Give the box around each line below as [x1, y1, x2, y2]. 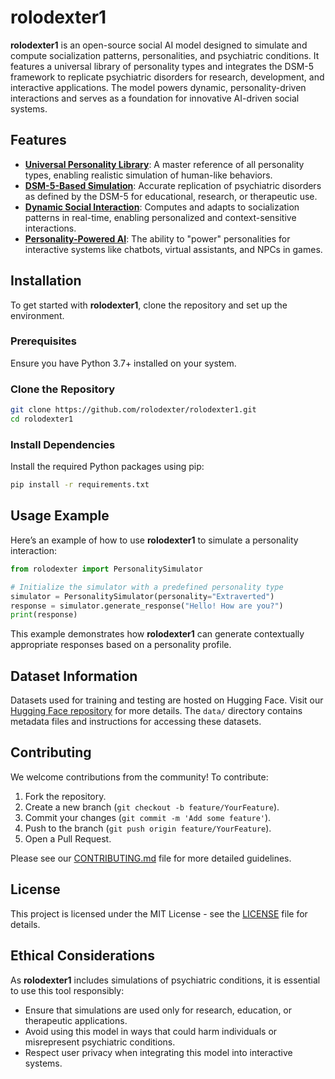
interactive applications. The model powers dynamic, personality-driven [10, 81, 307, 93]
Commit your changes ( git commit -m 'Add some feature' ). [24, 811, 272, 823]
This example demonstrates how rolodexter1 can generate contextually [10, 628, 305, 640]
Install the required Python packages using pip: [10, 461, 205, 473]
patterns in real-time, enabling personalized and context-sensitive [24, 211, 297, 223]
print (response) [10, 610, 78, 620]
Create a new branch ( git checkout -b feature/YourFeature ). [24, 801, 280, 813]
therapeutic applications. [24, 1014, 128, 1026]
